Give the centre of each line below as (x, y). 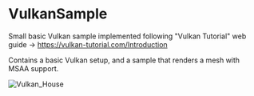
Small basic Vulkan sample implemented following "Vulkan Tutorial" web (127, 36)
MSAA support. (34, 68)
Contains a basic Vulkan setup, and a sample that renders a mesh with (124, 60)
